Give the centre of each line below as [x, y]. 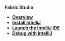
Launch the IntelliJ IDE [36, 28]
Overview [22, 17]
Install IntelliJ [26, 23]
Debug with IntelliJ [32, 33]
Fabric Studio [19, 7]
